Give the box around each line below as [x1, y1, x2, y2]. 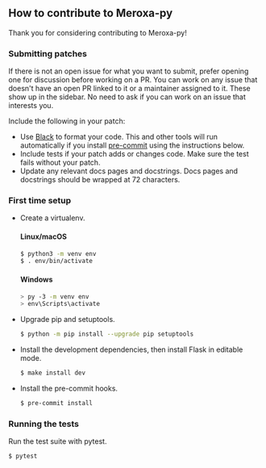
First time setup [8, 195, 72, 207]
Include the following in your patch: [8, 116, 126, 126]
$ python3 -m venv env [19, 249, 97, 257]
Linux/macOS [19, 232, 67, 241]
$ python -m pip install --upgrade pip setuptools [19, 330, 194, 338]
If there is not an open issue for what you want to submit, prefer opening [8, 66, 249, 76]
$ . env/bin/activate [19, 257, 93, 265]
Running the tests [8, 418, 79, 429]
